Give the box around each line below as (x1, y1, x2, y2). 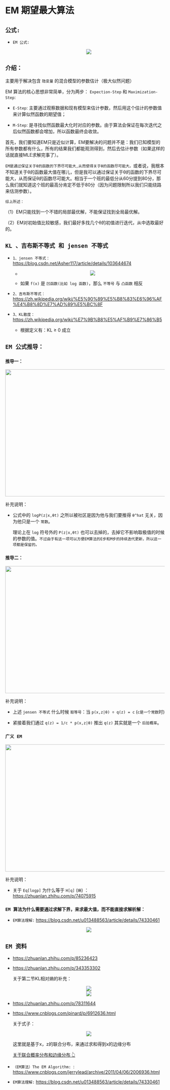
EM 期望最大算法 (5, 5, 74, 16)
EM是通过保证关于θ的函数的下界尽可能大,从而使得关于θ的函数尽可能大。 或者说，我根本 (5, 162, 164, 168)
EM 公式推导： (5, 343, 44, 351)
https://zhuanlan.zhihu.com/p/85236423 (12, 955, 98, 961)
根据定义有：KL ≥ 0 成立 (20, 327, 71, 333)
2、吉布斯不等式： (12, 291, 46, 297)
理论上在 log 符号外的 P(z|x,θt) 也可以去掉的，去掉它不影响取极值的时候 (12, 529, 165, 536)
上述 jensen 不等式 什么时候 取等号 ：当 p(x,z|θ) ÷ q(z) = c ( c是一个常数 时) (12, 709, 165, 715)
